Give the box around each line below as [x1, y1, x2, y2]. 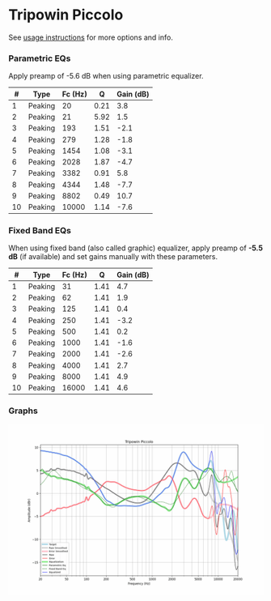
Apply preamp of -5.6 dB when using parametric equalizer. [8, 71, 204, 81]
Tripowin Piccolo [8, 6, 124, 24]
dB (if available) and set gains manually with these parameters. [8, 252, 218, 262]
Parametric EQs [8, 53, 71, 64]
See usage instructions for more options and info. [8, 32, 174, 42]
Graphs [8, 405, 38, 416]
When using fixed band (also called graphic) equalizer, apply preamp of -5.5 [8, 243, 263, 253]
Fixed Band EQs [8, 224, 71, 236]
